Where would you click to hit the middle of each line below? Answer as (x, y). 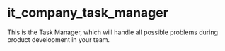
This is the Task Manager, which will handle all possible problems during (112, 32)
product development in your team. (59, 39)
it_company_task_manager (88, 13)
